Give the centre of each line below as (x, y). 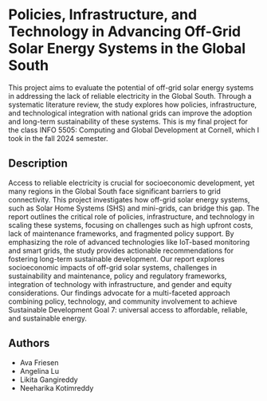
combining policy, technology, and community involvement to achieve (123, 301)
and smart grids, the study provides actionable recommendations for (121, 250)
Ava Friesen (39, 362)
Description (38, 164)
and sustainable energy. (48, 318)
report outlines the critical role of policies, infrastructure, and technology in (132, 216)
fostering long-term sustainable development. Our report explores (116, 259)
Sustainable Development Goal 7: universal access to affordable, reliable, (128, 309)
